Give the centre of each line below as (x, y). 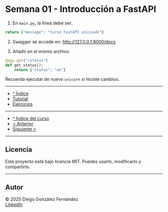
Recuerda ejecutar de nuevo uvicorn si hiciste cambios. (62, 79)
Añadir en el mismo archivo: (41, 51)
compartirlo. (18, 167)
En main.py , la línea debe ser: (42, 23)
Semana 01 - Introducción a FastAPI (81, 9)
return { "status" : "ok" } (40, 70)
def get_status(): (24, 65)
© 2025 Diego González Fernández (42, 199)
